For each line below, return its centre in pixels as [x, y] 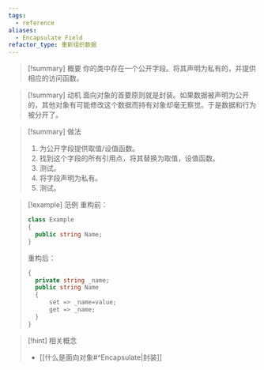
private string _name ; [72, 280]
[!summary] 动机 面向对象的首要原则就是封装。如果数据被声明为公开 [138, 95]
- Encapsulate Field [49, 38]
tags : [17, 15]
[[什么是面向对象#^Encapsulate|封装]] [100, 357]
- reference [35, 23]
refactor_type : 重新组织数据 [53, 45]
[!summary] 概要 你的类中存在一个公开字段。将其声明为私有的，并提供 [142, 69]
